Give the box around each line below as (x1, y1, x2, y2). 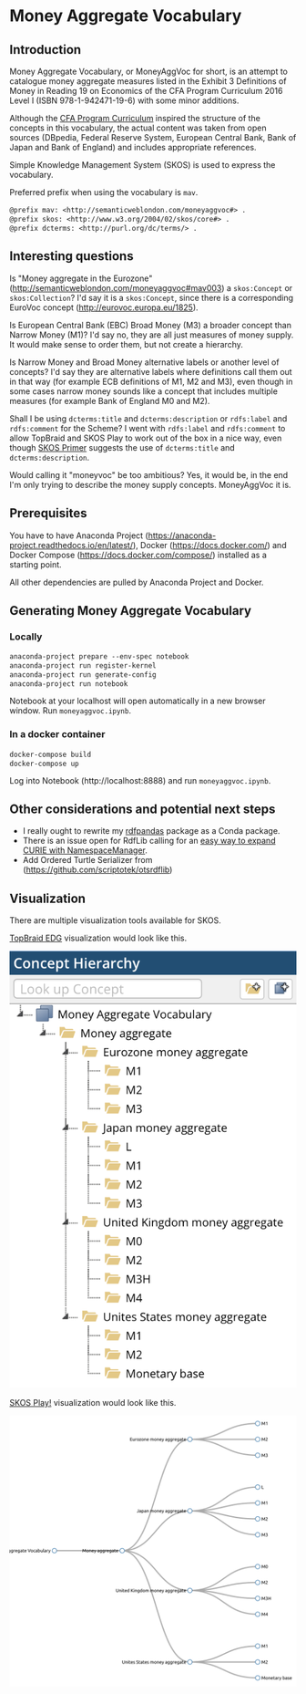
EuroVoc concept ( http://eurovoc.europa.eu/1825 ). (9, 302, 199, 313)
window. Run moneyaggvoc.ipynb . (9, 705, 132, 716)
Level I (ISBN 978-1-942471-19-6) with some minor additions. (9, 95, 240, 106)
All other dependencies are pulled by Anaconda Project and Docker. (9, 577, 264, 587)
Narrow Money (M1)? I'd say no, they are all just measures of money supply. (9, 329, 294, 340)
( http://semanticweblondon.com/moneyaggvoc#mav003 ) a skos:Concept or (9, 282, 293, 293)
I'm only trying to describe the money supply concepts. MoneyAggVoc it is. (9, 479, 291, 490)
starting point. (9, 558, 62, 570)
